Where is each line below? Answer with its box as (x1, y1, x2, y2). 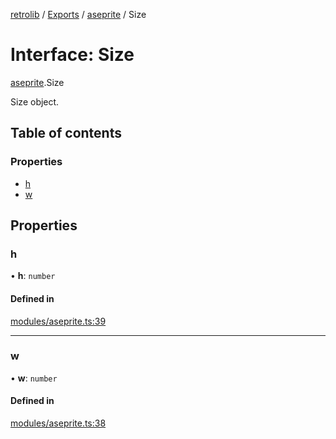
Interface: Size (10, 44, 135, 66)
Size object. (10, 95, 60, 108)
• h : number (10, 270, 56, 282)
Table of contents (10, 125, 122, 142)
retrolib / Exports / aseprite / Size (10, 9, 147, 20)
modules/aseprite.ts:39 (10, 315, 107, 327)
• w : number (10, 372, 58, 384)
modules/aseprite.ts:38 (10, 417, 107, 429)
